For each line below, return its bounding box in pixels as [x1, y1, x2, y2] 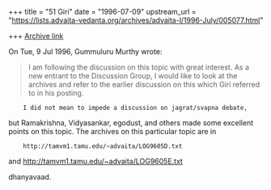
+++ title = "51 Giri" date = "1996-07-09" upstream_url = [8, 7, 197, 16]
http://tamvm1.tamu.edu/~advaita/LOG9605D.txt [23, 142, 183, 150]
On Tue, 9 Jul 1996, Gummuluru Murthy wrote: [8, 47, 163, 56]
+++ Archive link [8, 32, 64, 40]
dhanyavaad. [8, 172, 52, 181]
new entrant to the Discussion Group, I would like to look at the [28, 71, 238, 80]
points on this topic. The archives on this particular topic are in [8, 127, 217, 136]
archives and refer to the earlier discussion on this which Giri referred [28, 80, 260, 89]
